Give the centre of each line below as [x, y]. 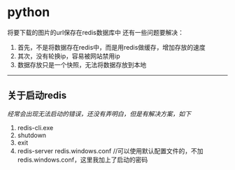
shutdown [32, 135]
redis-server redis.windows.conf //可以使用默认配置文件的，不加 [110, 150]
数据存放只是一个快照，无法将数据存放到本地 [82, 64]
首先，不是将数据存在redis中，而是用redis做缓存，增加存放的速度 [111, 47]
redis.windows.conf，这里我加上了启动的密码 [83, 160]
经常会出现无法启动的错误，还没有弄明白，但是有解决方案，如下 [99, 113]
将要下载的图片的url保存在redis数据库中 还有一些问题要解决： [95, 32]
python [29, 12]
